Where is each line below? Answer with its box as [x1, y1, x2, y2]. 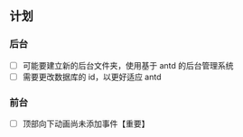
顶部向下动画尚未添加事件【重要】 [22, 118, 150, 129]
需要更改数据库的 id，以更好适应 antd [22, 71, 162, 82]
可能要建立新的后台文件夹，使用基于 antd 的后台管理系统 [22, 59, 234, 70]
